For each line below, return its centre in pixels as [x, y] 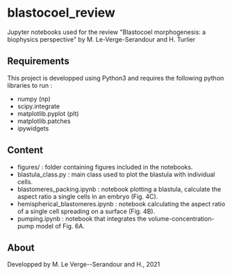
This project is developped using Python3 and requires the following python [116, 78]
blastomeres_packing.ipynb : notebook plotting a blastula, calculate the [119, 189]
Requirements [38, 61]
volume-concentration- [181, 218]
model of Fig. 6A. [60, 226]
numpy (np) [34, 99]
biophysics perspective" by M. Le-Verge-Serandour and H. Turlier [101, 39]
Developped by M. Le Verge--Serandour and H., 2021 [84, 265]
